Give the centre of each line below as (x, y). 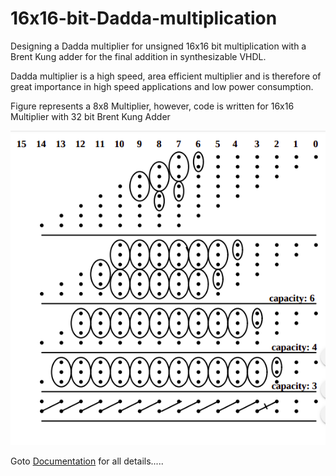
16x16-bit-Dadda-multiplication (144, 18)
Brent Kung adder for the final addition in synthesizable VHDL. (138, 56)
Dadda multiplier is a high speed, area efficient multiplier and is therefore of (166, 76)
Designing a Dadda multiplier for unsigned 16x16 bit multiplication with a (158, 46)
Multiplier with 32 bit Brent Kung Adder (90, 116)
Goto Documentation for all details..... (87, 461)
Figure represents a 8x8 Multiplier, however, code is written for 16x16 (152, 106)
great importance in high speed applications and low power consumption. (162, 86)
